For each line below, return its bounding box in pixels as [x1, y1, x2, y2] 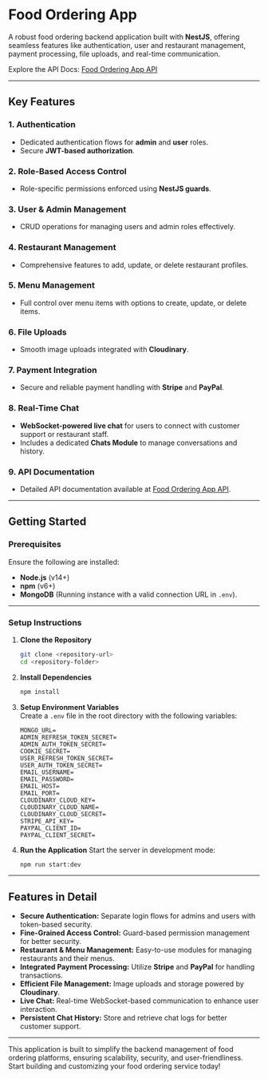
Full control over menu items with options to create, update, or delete [19, 298, 247, 307]
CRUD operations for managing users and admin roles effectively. [19, 222, 236, 232]
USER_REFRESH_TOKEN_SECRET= [19, 754, 113, 762]
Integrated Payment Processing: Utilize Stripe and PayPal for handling [19, 962, 255, 972]
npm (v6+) [19, 581, 56, 590]
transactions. [19, 970, 64, 980]
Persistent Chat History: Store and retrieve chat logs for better [19, 1013, 227, 1023]
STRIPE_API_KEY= [19, 817, 74, 825]
